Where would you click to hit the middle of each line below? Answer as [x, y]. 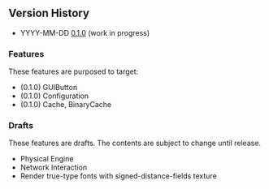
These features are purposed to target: [74, 71]
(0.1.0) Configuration [54, 96]
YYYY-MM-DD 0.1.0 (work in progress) [85, 32]
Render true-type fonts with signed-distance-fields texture [118, 176]
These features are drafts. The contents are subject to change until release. [135, 143]
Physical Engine [47, 159]
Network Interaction [54, 168]
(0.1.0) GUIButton [49, 88]
